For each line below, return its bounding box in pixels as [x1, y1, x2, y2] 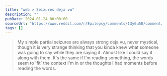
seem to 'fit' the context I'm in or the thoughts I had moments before [17, 60, 158, 66]
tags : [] [5, 26, 23, 31]
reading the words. [17, 65, 56, 72]
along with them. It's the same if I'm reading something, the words [17, 55, 153, 61]
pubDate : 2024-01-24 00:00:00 [5, 16, 68, 21]
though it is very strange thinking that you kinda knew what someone [17, 44, 159, 50]
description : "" [5, 12, 39, 17]
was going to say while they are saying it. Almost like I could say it [17, 50, 153, 56]
